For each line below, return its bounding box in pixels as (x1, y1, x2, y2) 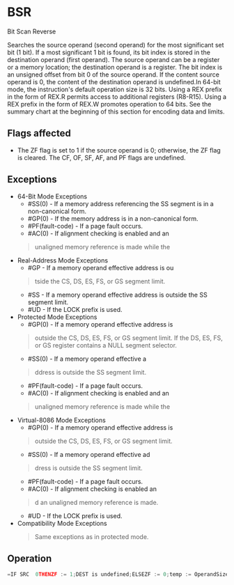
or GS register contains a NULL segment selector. (34, 341, 178, 349)
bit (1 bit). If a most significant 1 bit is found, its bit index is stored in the (7, 48, 211, 56)
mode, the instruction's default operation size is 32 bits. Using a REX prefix (7, 85, 223, 93)
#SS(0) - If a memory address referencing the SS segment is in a (27, 199, 214, 208)
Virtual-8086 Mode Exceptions (17, 416, 106, 424)
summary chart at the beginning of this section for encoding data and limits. (7, 107, 225, 116)
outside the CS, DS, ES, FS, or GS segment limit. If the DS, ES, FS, (34, 334, 223, 342)
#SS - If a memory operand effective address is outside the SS (27, 290, 208, 299)
